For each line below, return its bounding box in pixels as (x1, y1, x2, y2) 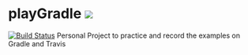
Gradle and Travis (8, 38, 66, 48)
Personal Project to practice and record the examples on (56, 31, 241, 40)
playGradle (8, 5, 82, 23)
